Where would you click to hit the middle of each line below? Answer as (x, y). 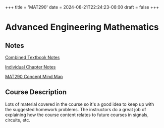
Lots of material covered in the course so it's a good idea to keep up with (80, 104)
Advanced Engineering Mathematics (82, 27)
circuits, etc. (18, 120)
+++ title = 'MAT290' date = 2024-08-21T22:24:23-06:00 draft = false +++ (82, 7)
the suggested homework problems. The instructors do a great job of (76, 109)
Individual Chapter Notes (30, 67)
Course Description (36, 92)
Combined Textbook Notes (32, 57)
